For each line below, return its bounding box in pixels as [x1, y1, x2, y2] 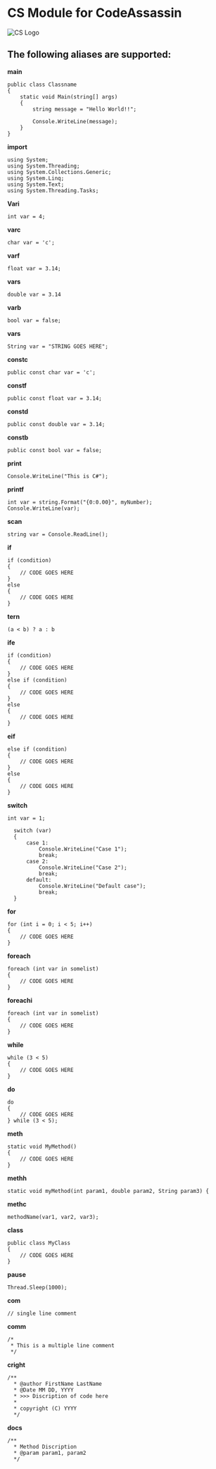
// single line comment [7, 1310, 77, 1317]
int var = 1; [7, 815, 46, 822]
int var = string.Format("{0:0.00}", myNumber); [7, 499, 153, 506]
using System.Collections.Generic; [7, 168, 112, 175]
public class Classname [7, 81, 77, 88]
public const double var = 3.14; [7, 420, 106, 427]
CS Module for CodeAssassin [7, 5, 182, 21]
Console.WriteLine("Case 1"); [38, 845, 128, 853]
